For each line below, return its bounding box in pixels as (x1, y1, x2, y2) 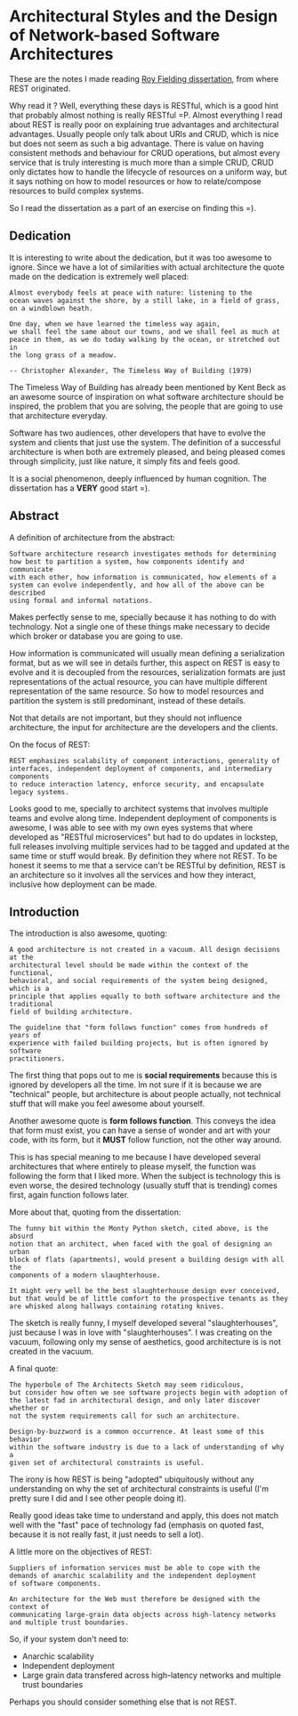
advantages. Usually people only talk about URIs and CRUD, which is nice (9, 128, 279, 139)
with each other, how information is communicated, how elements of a (9, 573, 277, 581)
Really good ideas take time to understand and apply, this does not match (9, 1510, 278, 1521)
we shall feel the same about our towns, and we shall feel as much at (9, 327, 280, 336)
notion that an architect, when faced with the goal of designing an (9, 1240, 273, 1248)
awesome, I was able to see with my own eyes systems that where (9, 822, 254, 833)
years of (9, 1031, 42, 1040)
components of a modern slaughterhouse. (9, 1271, 162, 1280)
